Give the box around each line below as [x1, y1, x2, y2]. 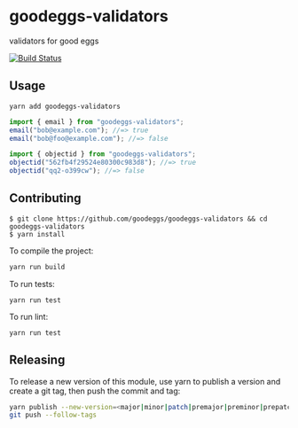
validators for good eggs [9, 35, 99, 46]
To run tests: [9, 278, 55, 289]
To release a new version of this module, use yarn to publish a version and [9, 376, 281, 386]
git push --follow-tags [9, 410, 98, 420]
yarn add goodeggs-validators [9, 102, 122, 111]
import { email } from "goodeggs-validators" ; [9, 117, 184, 126]
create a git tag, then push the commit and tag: [9, 385, 181, 396]
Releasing [9, 353, 66, 368]
